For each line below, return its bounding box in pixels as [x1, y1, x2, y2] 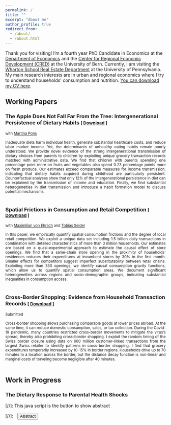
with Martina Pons [5, 131, 37, 136]
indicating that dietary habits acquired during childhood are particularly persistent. [5, 171, 166, 176]
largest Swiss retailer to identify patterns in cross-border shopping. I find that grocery [5, 343, 166, 348]
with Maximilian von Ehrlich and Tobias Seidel [5, 223, 85, 228]
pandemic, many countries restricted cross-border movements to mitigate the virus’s [11, 329, 166, 335]
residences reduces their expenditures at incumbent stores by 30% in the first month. [5, 254, 166, 259]
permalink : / [5, 7, 33, 13]
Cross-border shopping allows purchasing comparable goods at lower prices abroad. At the [5, 321, 166, 326]
